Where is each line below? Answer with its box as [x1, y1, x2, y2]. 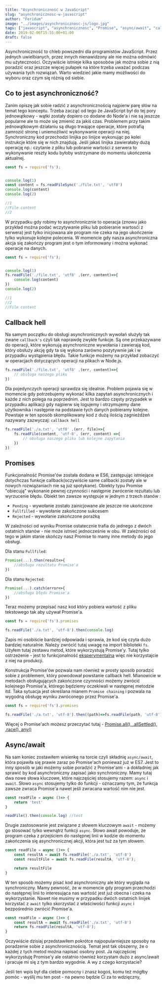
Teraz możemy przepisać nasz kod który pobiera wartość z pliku [5, 604, 137, 610]
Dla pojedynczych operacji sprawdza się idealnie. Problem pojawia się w [5, 386, 153, 392]
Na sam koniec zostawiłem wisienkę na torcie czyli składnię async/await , [5, 754, 153, 760]
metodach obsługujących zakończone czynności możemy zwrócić [5, 678, 140, 684]
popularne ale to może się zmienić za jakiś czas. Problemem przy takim [5, 118, 151, 124]
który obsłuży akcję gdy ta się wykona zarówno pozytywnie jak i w [5, 348, 141, 353]
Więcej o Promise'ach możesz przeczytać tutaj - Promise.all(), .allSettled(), [5, 721, 158, 727]
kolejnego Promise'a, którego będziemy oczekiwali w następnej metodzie [5, 683, 155, 689]
